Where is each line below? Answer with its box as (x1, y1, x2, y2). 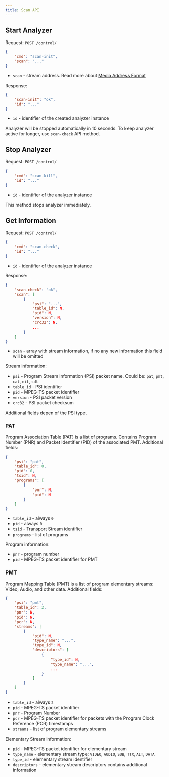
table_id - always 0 (12, 515, 54, 521)
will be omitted (12, 353, 44, 359)
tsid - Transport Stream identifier (12, 526, 83, 532)
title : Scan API (5, 7, 39, 13)
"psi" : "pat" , (14, 459, 44, 464)
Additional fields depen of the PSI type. (5, 410, 87, 416)
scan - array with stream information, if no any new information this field (12, 348, 163, 354)
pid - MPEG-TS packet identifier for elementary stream (12, 745, 128, 752)
